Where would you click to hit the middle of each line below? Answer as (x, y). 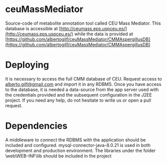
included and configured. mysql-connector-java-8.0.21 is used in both (78, 145)
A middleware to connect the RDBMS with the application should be (76, 140)
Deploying (27, 65)
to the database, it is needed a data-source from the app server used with (82, 90)
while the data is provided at (104, 34)
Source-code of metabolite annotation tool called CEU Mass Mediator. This (83, 23)
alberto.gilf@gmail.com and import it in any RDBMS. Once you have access (83, 84)
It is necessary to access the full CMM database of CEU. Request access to (84, 78)
